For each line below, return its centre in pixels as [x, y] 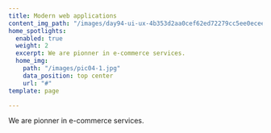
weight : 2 [32, 46]
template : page [34, 91]
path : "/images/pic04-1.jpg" [72, 69]
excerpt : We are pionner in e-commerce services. [100, 53]
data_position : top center [68, 76]
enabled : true [39, 38]
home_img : [32, 61]
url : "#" [38, 83]
